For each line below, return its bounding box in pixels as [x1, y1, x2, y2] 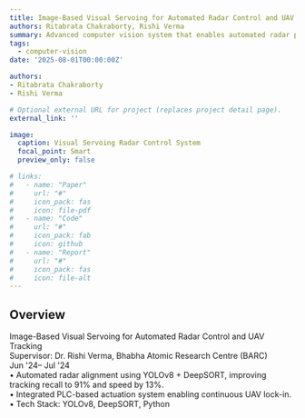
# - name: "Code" [9, 214, 84, 224]
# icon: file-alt [9, 274, 92, 283]
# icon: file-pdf [9, 205, 92, 214]
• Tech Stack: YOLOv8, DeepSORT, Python [9, 399, 171, 410]
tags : [9, 38, 30, 48]
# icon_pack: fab [9, 231, 92, 241]
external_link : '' [9, 114, 79, 123]
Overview [9, 306, 66, 323]
